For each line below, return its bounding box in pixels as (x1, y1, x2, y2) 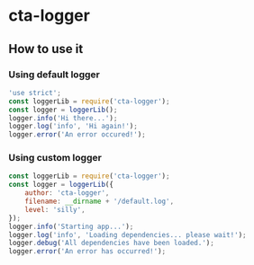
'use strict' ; (8, 88, 62, 97)
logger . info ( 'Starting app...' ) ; (8, 222, 134, 231)
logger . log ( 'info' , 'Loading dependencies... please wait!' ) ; (8, 230, 247, 239)
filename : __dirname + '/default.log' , (24, 197, 175, 207)
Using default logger (8, 68, 100, 81)
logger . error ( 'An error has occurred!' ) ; (8, 247, 167, 256)
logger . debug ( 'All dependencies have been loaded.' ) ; (8, 239, 215, 248)
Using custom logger (8, 152, 103, 164)
